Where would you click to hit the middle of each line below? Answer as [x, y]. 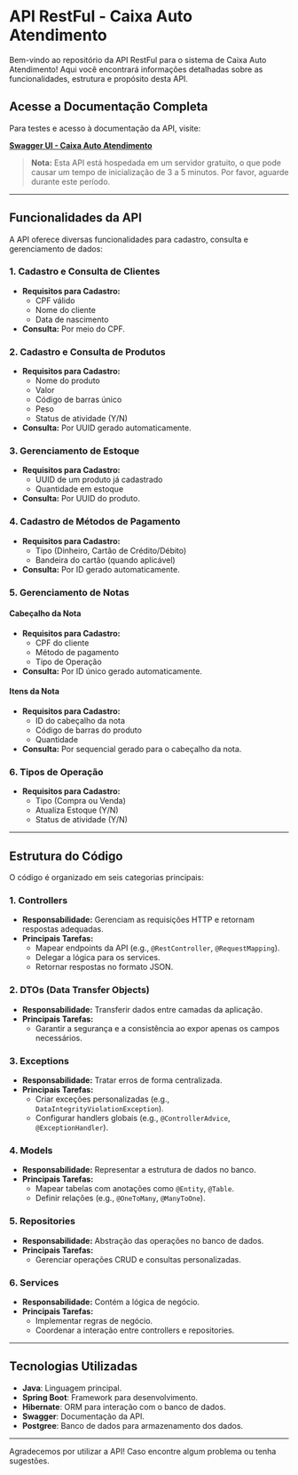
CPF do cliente [62, 643]
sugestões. [30, 1461]
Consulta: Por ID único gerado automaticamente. [112, 671]
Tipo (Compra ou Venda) [81, 801]
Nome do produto [67, 381]
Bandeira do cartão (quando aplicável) [105, 560]
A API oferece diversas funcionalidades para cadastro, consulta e [129, 239]
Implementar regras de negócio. [94, 1320]
